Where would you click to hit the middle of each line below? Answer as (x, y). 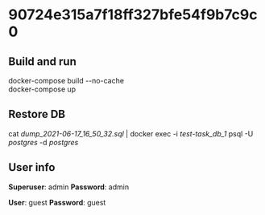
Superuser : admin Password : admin (69, 187)
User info (32, 167)
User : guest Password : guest (57, 202)
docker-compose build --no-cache (66, 81)
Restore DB (37, 114)
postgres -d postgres (43, 142)
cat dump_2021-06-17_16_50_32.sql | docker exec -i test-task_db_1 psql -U (131, 133)
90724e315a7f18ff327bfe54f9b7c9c (133, 15)
